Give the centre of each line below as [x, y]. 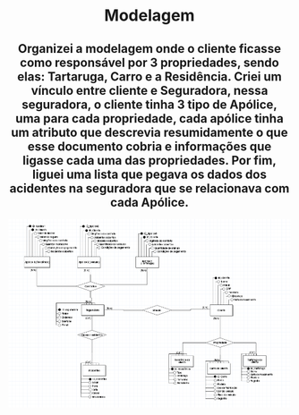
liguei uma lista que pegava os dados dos [149, 174]
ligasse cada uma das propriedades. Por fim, [149, 161]
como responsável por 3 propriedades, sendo [149, 62]
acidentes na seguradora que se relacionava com [149, 188]
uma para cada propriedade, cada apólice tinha [149, 119]
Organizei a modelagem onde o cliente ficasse [149, 49]
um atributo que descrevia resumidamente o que [149, 132]
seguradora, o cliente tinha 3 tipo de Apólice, [149, 104]
